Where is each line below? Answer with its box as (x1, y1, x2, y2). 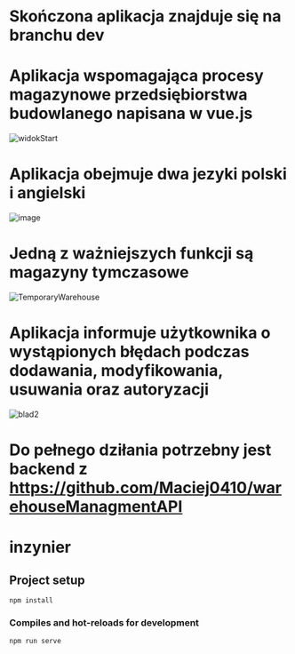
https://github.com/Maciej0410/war (9, 478, 283, 498)
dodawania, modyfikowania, (9, 361, 224, 381)
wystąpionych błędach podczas (9, 342, 250, 362)
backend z (9, 459, 88, 479)
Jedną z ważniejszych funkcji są (9, 243, 254, 264)
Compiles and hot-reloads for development (9, 617, 200, 629)
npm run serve (9, 637, 62, 646)
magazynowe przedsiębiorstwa (9, 84, 248, 105)
